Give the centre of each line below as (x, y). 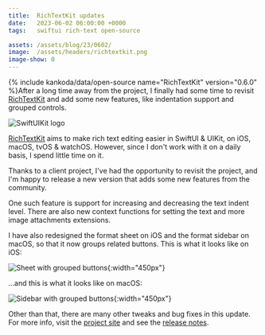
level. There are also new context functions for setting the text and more (127, 211)
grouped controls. (38, 107)
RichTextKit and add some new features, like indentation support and (121, 99)
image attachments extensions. (60, 220)
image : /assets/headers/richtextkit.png (78, 53)
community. (27, 187)
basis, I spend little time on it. (56, 155)
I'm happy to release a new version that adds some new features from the (129, 179)
